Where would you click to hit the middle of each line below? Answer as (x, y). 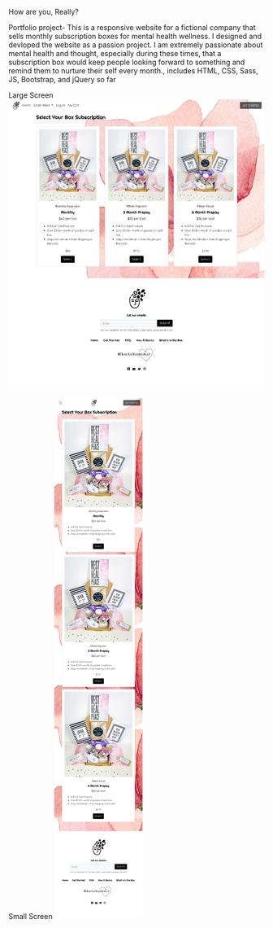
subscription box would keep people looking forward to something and (127, 62)
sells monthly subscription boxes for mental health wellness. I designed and (135, 36)
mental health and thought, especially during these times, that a (115, 53)
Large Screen (31, 95)
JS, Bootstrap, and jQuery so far (62, 79)
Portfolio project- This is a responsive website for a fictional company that (132, 27)
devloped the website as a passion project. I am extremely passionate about (136, 45)
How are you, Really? (44, 12)
